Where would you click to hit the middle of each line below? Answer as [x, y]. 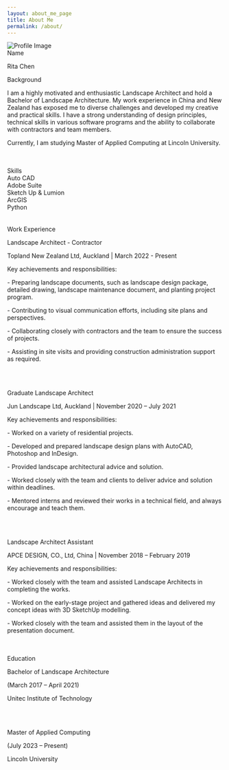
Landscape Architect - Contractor [55, 243]
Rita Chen [21, 67]
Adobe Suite [25, 186]
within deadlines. [31, 487]
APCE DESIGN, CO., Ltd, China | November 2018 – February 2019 [99, 555]
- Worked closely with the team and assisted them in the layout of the [105, 624]
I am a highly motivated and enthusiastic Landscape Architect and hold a [110, 93]
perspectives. [26, 318]
